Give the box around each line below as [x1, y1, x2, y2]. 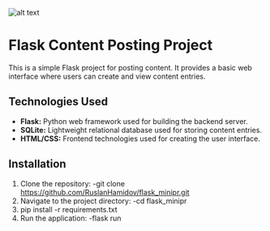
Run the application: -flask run [19, 213, 122, 223]
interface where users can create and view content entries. [8, 71, 206, 81]
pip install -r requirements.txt [19, 204, 118, 214]
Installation [8, 157, 66, 171]
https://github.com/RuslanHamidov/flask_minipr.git [19, 187, 190, 197]
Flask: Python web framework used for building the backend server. [19, 116, 249, 126]
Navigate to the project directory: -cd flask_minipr [19, 195, 187, 206]
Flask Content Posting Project [8, 36, 213, 54]
